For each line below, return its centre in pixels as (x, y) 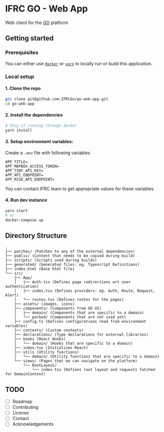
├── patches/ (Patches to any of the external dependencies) (70, 252)
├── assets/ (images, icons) (44, 304)
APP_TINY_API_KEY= (24, 171)
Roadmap (22, 401)
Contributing (25, 407)
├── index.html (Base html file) (40, 269)
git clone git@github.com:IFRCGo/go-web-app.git (57, 99)
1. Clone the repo (23, 89)
